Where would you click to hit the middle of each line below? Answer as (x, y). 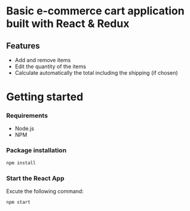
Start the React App (35, 178)
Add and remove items (43, 60)
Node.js (24, 129)
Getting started (45, 97)
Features (23, 46)
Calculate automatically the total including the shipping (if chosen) (96, 73)
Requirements (27, 116)
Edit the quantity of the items (50, 66)
